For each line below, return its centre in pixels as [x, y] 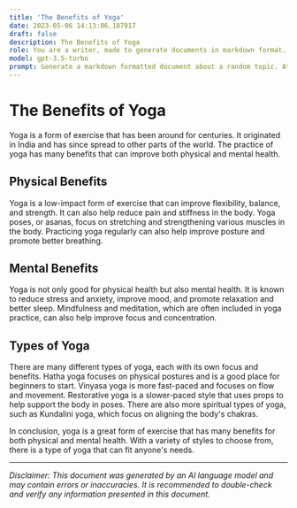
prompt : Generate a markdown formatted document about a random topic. [144, 67]
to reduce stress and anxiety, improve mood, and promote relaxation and [141, 299]
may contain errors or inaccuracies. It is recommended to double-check [141, 485]
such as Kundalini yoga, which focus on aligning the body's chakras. [134, 414]
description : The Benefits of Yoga [75, 42]
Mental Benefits [54, 269]
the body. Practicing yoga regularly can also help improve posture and [137, 231]
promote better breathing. [56, 241]
